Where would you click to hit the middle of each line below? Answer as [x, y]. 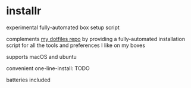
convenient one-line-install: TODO [48, 68]
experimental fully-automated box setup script [63, 27]
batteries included [28, 80]
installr [24, 11]
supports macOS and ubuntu [42, 56]
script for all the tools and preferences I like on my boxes [76, 45]
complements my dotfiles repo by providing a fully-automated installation [96, 39]
